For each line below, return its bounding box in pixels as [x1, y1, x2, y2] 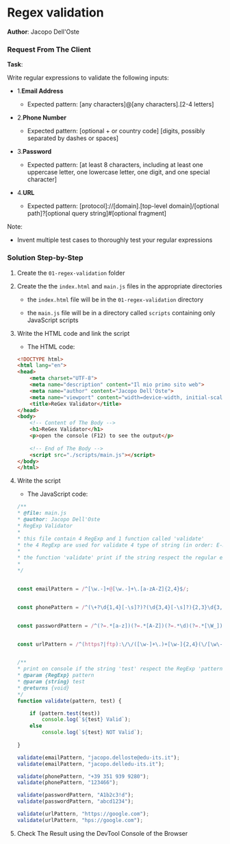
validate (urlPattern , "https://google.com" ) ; [16, 810, 149, 818]
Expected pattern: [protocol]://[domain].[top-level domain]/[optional [27, 202, 219, 210]
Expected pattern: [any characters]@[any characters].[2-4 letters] [27, 100, 214, 109]
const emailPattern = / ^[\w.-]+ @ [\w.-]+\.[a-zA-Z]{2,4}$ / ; [16, 585, 190, 592]
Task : [7, 60, 23, 69]
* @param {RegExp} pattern [16, 672, 94, 679]
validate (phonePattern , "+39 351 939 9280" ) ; [16, 773, 149, 780]
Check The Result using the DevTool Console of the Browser [16, 829, 188, 837]
